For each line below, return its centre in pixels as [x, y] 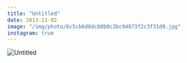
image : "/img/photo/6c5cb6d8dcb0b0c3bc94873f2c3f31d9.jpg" [94, 26]
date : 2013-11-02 [32, 20]
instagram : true [30, 33]
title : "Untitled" [34, 13]
